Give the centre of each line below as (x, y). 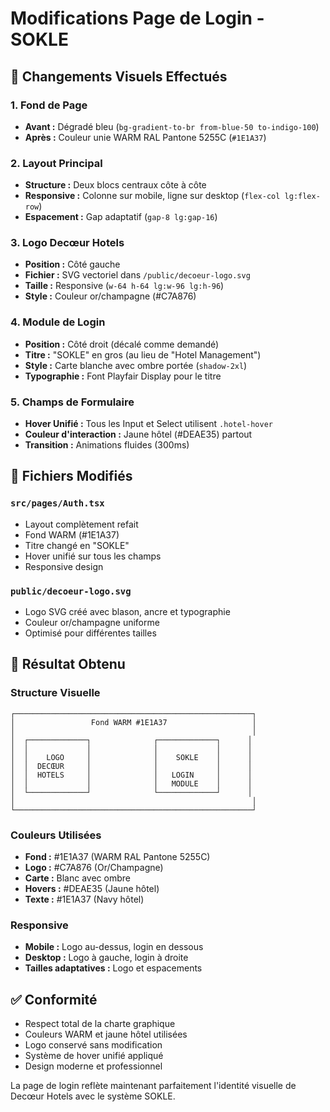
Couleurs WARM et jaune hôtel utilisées (106, 1034)
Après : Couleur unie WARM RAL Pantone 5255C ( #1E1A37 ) (145, 137)
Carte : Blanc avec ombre (77, 878)
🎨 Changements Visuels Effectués (119, 76)
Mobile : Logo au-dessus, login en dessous (114, 947)
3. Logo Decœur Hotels (67, 243)
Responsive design (64, 566)
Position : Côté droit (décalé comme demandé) (122, 344)
